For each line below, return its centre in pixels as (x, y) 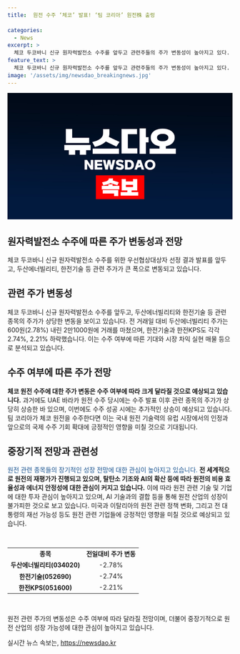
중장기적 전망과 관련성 (53, 451)
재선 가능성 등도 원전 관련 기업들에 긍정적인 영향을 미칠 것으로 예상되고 (124, 515)
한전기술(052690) (45, 576)
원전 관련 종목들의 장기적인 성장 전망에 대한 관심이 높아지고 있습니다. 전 (106, 470)
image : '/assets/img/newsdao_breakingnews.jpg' (80, 75)
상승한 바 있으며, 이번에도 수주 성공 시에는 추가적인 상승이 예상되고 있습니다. (126, 409)
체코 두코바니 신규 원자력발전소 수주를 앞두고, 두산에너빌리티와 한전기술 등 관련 (117, 312)
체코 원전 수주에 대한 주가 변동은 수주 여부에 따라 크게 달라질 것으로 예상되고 (111, 391)
